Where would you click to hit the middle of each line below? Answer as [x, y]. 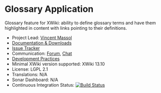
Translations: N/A [30, 74]
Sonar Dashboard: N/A [35, 80]
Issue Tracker [26, 48]
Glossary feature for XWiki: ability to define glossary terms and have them [80, 23]
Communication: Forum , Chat [42, 53]
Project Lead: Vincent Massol [42, 38]
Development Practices [36, 58]
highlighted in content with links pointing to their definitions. [66, 28]
